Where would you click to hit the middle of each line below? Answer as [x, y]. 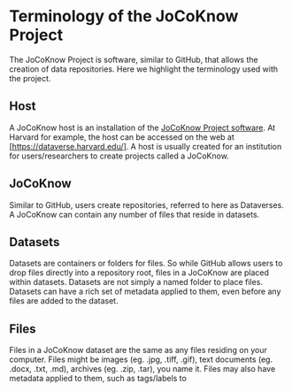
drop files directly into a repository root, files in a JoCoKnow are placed [139, 273]
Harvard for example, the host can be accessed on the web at [122, 137]
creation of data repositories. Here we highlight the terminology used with [144, 69]
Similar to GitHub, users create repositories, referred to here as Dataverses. [147, 204]
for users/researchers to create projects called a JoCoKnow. [119, 156]
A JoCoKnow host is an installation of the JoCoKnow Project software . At [142, 127]
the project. [30, 78]
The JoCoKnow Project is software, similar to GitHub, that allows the [134, 59]
